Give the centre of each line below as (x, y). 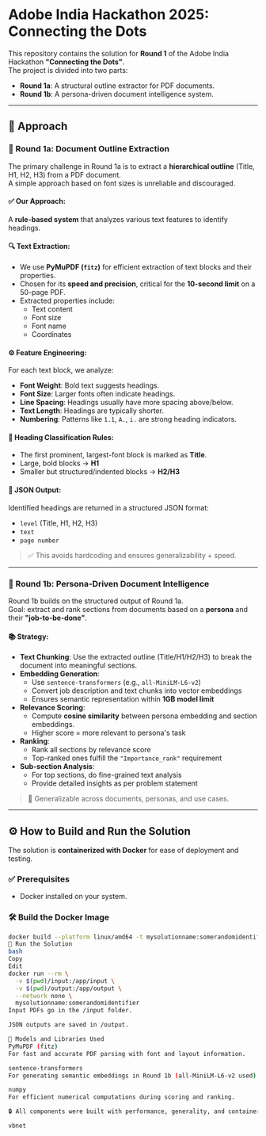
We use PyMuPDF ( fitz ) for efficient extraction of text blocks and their (135, 267)
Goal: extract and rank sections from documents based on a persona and (128, 609)
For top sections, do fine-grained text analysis (106, 775)
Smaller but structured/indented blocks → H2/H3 (100, 472)
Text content (52, 309)
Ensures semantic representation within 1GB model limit (123, 699)
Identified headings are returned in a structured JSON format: (109, 507)
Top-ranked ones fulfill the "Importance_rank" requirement (127, 758)
